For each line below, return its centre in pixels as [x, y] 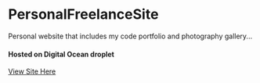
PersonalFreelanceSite [83, 14]
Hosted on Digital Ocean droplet [61, 54]
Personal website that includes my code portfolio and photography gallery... [130, 36]
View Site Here [32, 71]
